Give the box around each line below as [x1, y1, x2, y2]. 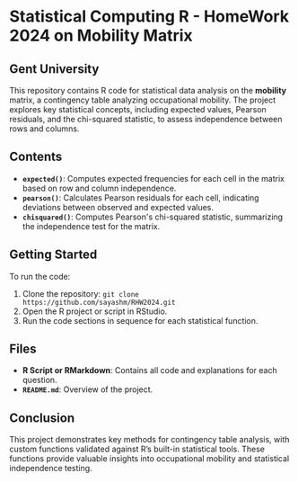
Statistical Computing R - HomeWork [9, 6, 290, 27]
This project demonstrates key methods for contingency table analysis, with [9, 434, 290, 445]
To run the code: [9, 271, 71, 281]
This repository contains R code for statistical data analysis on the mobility [9, 85, 287, 95]
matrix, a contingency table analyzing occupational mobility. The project [9, 94, 276, 105]
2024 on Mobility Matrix [9, 25, 193, 46]
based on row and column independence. [22, 183, 177, 193]
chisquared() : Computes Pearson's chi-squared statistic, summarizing [22, 211, 284, 222]
